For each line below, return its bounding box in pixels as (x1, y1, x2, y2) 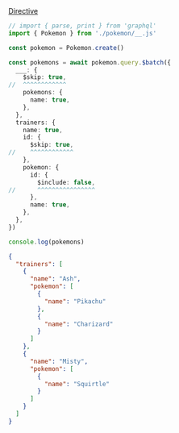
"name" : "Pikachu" (44, 297, 106, 306)
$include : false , (37, 178, 95, 186)
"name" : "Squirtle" (44, 380, 110, 388)
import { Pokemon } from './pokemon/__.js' (8, 29, 157, 37)
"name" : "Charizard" (44, 320, 114, 328)
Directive (8, 6, 39, 15)
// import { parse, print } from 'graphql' (8, 22, 157, 30)
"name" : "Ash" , (29, 275, 81, 283)
